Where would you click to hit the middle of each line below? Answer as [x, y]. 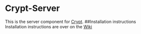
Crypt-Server [33, 8]
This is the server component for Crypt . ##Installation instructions [70, 22]
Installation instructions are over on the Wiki [49, 26]
